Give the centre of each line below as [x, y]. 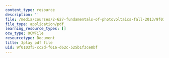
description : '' [22, 15]
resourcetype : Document [30, 38]
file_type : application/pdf [35, 24]
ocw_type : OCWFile [24, 33]
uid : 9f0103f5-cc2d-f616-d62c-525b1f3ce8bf [52, 47]
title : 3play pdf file [29, 43]
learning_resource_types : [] [36, 29]
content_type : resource [30, 10]
